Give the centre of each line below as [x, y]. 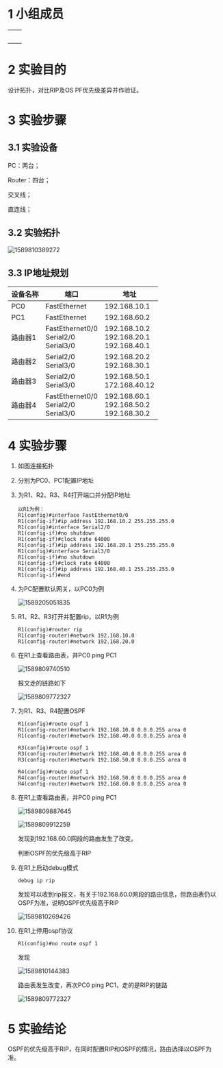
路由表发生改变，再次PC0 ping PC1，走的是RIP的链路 [93, 985]
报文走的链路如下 [42, 683]
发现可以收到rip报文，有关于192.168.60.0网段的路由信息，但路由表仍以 [117, 895]
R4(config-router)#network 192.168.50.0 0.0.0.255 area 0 [102, 778]
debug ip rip [36, 881]
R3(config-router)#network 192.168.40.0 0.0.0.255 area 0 [102, 754]
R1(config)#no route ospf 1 [57, 944]
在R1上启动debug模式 [48, 868]
